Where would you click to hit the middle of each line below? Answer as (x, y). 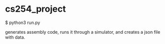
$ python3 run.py (23, 22)
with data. (15, 37)
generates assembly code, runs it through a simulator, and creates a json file (83, 32)
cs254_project (35, 9)
